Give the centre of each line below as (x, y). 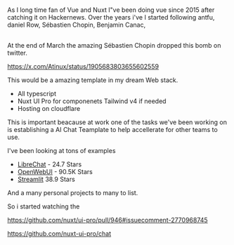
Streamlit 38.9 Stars (46, 179)
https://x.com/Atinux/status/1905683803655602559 (83, 66)
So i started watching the (44, 206)
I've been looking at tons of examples (61, 150)
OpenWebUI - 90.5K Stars (55, 171)
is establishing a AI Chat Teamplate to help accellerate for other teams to (112, 129)
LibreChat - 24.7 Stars (50, 164)
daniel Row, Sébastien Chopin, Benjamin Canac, (77, 25)
